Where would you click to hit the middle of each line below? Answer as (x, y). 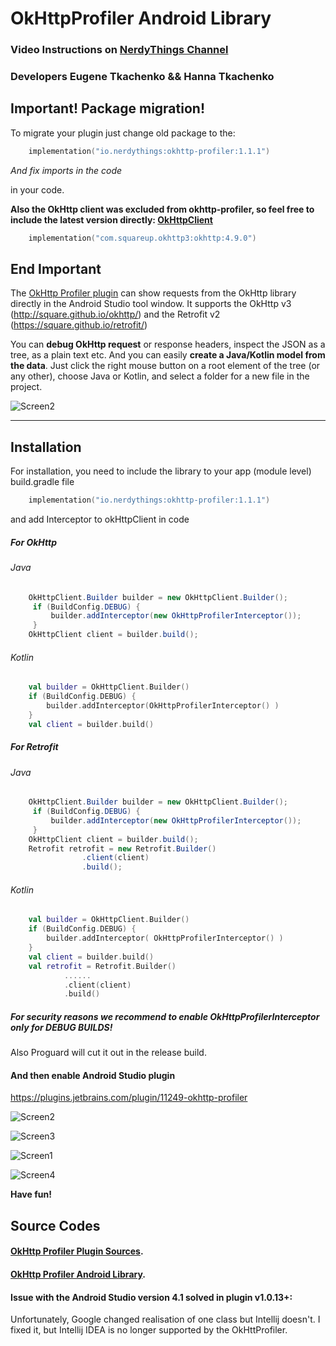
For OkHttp (33, 542)
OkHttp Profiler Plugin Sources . (77, 1251)
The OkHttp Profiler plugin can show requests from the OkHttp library (153, 293)
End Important (56, 268)
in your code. (37, 189)
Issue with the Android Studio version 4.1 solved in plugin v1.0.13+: (151, 1297)
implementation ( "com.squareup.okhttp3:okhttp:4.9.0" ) (142, 238)
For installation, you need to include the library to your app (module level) (161, 471)
